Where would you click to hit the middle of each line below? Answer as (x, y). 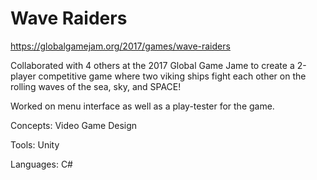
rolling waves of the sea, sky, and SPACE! (96, 86)
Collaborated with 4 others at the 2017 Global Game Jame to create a (152, 65)
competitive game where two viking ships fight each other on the (172, 76)
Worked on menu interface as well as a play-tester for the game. (142, 106)
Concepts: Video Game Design (74, 125)
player (23, 76)
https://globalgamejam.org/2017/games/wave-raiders (120, 46)
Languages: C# (41, 164)
